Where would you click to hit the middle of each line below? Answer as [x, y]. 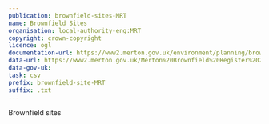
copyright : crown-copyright [55, 38]
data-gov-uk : [30, 68]
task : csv [25, 75]
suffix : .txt [30, 90]
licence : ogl [30, 46]
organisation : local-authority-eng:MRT [75, 30]
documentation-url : [41, 53]
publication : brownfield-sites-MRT [68, 16]
